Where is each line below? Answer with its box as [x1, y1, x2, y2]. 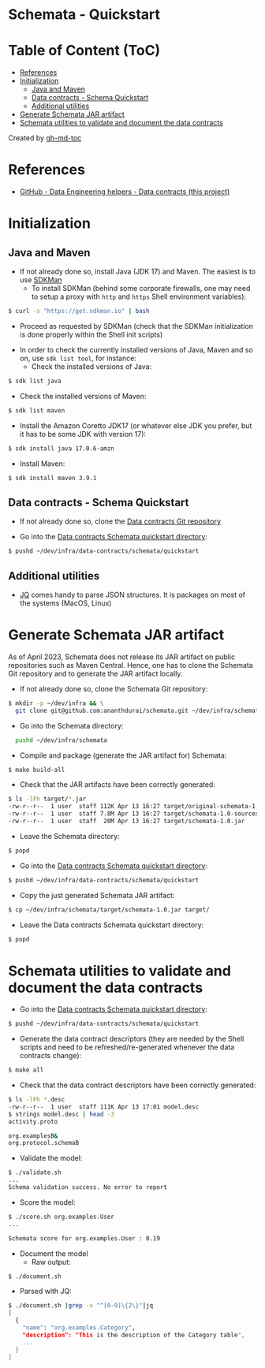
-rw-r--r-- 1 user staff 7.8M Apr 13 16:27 [8, 810, 160, 818]
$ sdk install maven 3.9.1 [8, 474, 97, 482]
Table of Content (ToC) [8, 42, 161, 60]
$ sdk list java [8, 377, 62, 385]
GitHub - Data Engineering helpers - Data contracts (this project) [19, 187, 230, 196]
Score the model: [19, 1197, 77, 1207]
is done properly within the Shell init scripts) [19, 330, 163, 339]
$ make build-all [8, 766, 65, 773]
